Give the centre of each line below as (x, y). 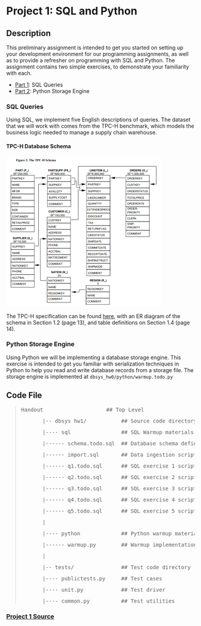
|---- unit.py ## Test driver (104, 590)
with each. (19, 73)
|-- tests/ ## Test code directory (116, 567)
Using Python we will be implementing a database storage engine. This (94, 357)
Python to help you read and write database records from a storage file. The (100, 370)
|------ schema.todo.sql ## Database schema (110, 443)
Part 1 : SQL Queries (39, 85)
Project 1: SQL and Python (72, 11)
